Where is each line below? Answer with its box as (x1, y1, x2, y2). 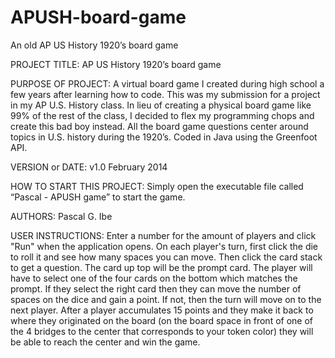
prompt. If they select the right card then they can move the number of (10, 282, 302, 295)
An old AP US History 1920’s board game (10, 39, 179, 51)
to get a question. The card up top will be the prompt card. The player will (10, 261, 313, 273)
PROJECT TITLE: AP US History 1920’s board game (10, 58, 222, 70)
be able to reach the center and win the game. (10, 336, 201, 348)
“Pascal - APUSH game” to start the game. (10, 191, 186, 203)
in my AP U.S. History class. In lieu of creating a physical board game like (10, 99, 312, 111)
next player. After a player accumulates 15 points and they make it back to (10, 304, 314, 316)
